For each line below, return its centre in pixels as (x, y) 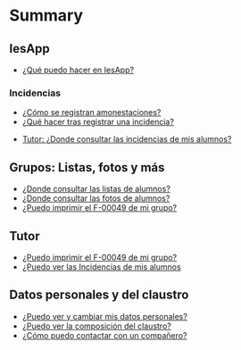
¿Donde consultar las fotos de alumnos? (96, 198)
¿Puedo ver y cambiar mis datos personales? (104, 316)
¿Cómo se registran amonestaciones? (91, 112)
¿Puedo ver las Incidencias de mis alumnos (101, 267)
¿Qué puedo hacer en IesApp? (78, 70)
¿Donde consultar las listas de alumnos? (96, 189)
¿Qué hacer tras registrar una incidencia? (98, 122)
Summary (46, 16)
